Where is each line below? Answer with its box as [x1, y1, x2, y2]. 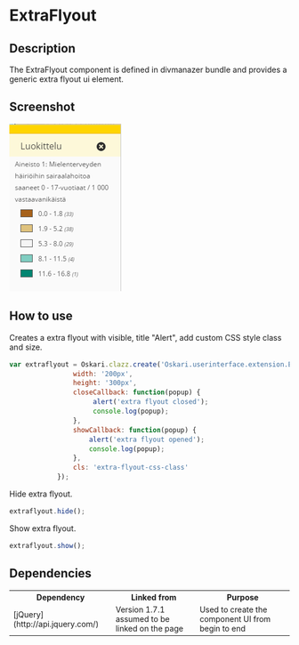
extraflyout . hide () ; [9, 507, 86, 516]
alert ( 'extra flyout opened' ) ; [88, 435, 205, 444]
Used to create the [199, 604, 268, 615]
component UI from [199, 614, 271, 625]
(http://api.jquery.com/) [12, 618, 100, 629]
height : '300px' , [72, 379, 138, 388]
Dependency [36, 593, 85, 603]
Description [9, 41, 76, 56]
